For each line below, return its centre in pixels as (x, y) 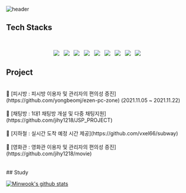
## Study (17, 172)
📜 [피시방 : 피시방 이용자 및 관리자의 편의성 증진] (61, 94)
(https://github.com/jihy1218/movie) (49, 154)
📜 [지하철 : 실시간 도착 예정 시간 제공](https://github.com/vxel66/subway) (92, 133)
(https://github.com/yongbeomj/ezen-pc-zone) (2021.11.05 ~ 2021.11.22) (93, 100)
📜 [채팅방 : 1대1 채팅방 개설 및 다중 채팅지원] (56, 113)
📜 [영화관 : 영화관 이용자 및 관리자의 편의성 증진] (61, 147)
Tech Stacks (29, 27)
